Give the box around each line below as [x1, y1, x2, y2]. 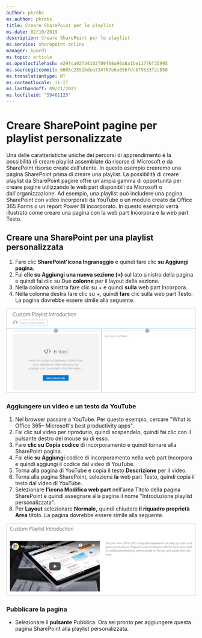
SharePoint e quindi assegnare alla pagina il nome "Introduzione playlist [14, 492, 193, 499]
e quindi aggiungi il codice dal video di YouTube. [14, 460, 135, 467]
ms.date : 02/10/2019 [6, 29, 58, 35]
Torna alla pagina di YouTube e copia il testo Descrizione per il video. [14, 467, 188, 474]
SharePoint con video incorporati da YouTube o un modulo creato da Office [6, 196, 192, 203]
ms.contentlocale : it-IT [6, 79, 69, 85]
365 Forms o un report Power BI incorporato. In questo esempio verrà [6, 202, 179, 210]
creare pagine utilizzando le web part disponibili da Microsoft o [6, 183, 162, 191]
